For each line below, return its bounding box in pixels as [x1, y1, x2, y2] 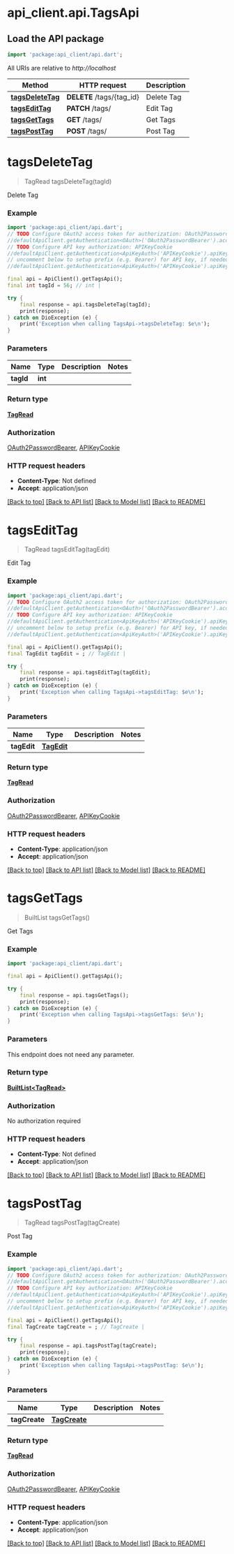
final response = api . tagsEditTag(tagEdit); [19, 669, 151, 676]
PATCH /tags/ [66, 103, 111, 113]
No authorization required [7, 1117, 81, 1125]
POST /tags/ [66, 126, 107, 135]
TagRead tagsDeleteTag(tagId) [24, 177, 112, 186]
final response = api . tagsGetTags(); [19, 991, 130, 999]
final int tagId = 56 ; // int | [7, 282, 101, 289]
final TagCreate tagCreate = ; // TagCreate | [7, 1323, 145, 1331]
